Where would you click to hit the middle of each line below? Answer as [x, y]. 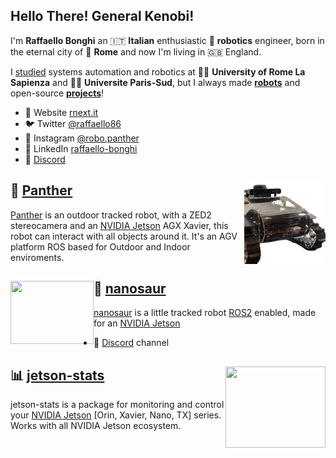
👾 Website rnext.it [61, 112]
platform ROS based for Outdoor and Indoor [100, 246]
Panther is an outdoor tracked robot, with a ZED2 [111, 215]
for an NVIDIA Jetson [137, 323]
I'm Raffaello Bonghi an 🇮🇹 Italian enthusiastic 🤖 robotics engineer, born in [167, 40]
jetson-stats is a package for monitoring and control [117, 405]
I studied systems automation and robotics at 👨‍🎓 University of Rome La [158, 71]
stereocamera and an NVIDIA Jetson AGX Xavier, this [119, 225]
